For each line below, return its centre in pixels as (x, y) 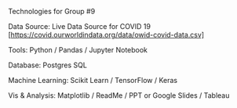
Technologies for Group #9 (52, 11)
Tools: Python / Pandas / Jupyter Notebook (78, 50)
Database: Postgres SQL (48, 65)
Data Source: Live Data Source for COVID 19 (80, 26)
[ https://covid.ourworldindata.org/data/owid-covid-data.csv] (106, 35)
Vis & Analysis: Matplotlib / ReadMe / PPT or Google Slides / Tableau (119, 95)
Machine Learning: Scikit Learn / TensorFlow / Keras (93, 80)
